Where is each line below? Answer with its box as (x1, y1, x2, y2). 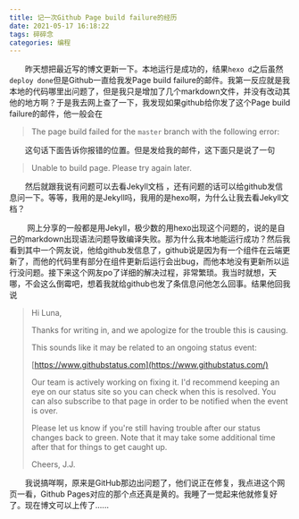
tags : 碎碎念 (9, 30, 54, 38)
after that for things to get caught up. (30, 442, 168, 453)
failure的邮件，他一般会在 (9, 108, 104, 119)
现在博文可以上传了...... (24, 500, 110, 511)
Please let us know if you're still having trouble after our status (30, 422, 261, 434)
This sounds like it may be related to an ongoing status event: (30, 342, 257, 353)
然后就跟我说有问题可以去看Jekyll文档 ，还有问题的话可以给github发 (25, 181, 276, 192)
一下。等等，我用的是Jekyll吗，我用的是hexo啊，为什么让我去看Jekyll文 (24, 192, 289, 203)
